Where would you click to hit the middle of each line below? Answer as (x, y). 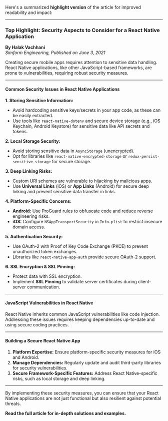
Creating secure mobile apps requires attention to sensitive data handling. (81, 63)
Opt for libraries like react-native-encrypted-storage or (70, 156)
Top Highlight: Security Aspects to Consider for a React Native (82, 30)
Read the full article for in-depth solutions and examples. (66, 413)
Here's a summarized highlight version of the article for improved (73, 7)
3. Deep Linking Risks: (29, 171)
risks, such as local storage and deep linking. (59, 378)
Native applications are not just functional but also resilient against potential (83, 398)
